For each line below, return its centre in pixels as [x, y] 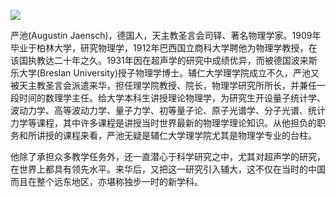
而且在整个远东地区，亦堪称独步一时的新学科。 [106, 181]
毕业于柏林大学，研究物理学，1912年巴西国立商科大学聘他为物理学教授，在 [164, 48]
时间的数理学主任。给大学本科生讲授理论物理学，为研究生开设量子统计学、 [172, 98]
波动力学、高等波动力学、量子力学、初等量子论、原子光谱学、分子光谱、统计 [168, 110]
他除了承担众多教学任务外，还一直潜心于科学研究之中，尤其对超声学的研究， [168, 156]
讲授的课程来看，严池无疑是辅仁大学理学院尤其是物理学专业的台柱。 [176, 135]
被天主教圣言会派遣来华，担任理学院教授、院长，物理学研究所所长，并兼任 [163, 85]
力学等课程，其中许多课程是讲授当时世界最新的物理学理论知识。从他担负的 [163, 123]
